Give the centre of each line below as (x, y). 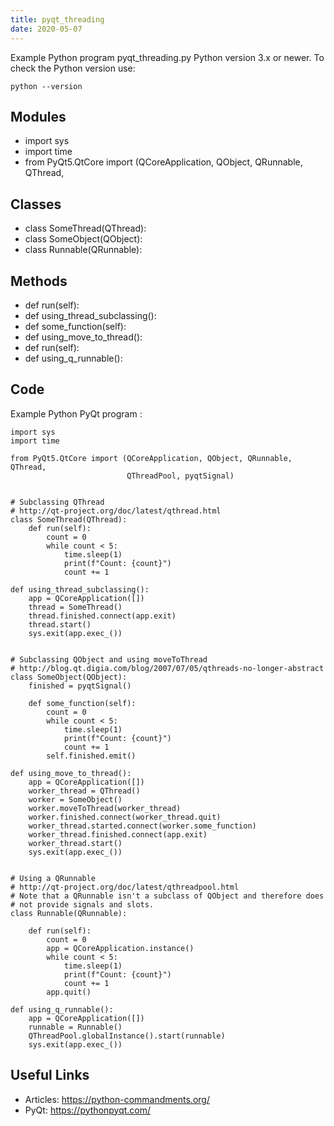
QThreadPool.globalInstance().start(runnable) (127, 1036)
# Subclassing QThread (57, 502)
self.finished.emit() (91, 756)
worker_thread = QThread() (84, 791)
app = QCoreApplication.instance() (120, 948)
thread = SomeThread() (75, 607)
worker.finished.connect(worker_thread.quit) (125, 817)
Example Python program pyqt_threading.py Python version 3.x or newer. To (167, 57)
